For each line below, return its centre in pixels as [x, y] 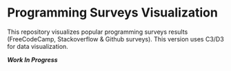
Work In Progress [32, 59]
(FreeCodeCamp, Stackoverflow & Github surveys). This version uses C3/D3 [115, 39]
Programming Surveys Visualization [113, 13]
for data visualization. [38, 46]
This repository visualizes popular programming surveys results [98, 32]
